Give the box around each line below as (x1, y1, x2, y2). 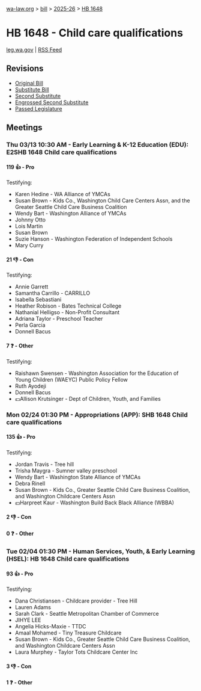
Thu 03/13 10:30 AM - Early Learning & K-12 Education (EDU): (6, 141, 189, 149)
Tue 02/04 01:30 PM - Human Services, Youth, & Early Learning (6, 547, 195, 556)
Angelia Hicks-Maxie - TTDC (14, 623, 86, 630)
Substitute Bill (14, 85, 49, 93)
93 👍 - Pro (6, 570, 34, 577)
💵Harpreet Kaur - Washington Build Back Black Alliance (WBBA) (14, 499, 175, 506)
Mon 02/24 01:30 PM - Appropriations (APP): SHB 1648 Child (6, 411, 188, 419)
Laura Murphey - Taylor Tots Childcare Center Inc (14, 648, 138, 655)
